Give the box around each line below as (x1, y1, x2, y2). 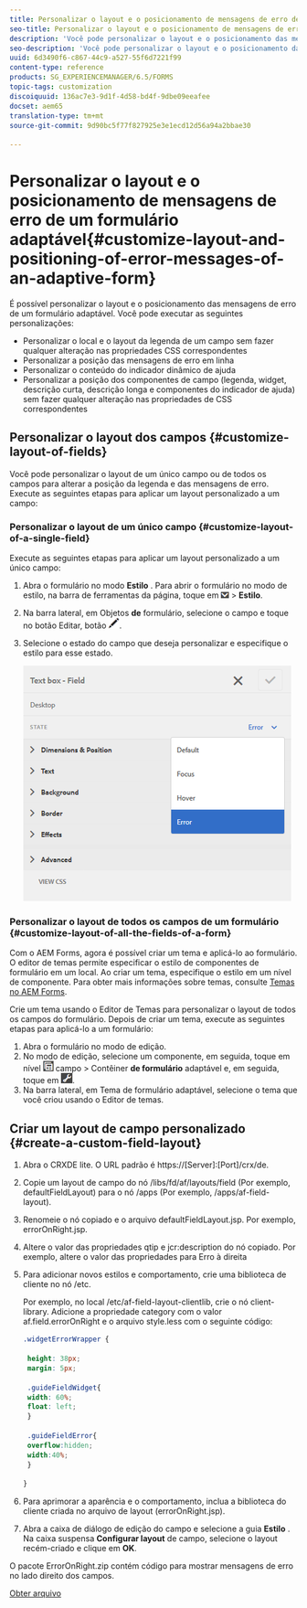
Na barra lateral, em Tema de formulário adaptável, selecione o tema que (22, 1084, 298, 1096)
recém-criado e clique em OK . (22, 1543, 137, 1554)
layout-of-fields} (9, 444, 108, 460)
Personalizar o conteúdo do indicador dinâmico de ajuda (22, 365, 236, 376)
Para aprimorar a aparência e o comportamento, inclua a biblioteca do (22, 1496, 287, 1507)
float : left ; (26, 1402, 77, 1411)
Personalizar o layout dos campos (9, 430, 207, 445)
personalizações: (9, 318, 75, 329)
